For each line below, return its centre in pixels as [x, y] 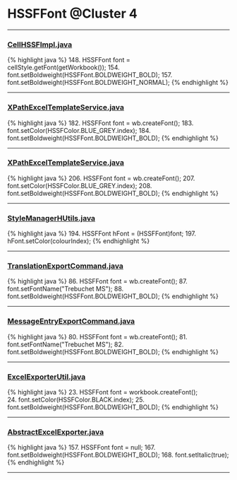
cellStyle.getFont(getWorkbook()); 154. [63, 68]
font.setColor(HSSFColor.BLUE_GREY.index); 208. [80, 185]
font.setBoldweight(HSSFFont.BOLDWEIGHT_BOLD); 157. [90, 75]
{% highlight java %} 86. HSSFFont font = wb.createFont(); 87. [98, 281]
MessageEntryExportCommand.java [71, 322]
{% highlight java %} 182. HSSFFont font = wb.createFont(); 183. [101, 123]
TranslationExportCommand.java [65, 266]
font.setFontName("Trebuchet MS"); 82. [66, 344]
